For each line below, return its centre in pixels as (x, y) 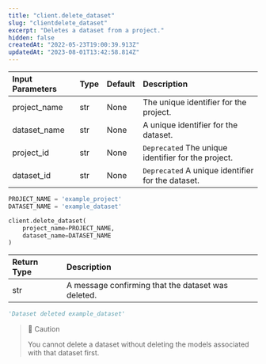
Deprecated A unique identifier (198, 171)
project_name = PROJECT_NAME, (68, 228)
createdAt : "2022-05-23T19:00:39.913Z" (74, 45)
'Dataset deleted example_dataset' (67, 314)
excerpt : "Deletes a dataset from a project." (86, 30)
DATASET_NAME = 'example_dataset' (65, 207)
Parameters (34, 89)
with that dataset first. (63, 353)
